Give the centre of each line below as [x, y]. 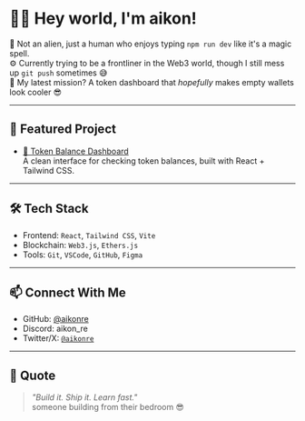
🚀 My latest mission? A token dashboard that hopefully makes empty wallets [152, 82]
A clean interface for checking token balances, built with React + [143, 160]
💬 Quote [33, 375]
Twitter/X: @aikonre [58, 338]
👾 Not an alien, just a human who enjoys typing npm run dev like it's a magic [151, 44]
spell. [20, 53]
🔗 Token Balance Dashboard [75, 151]
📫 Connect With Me [68, 292]
